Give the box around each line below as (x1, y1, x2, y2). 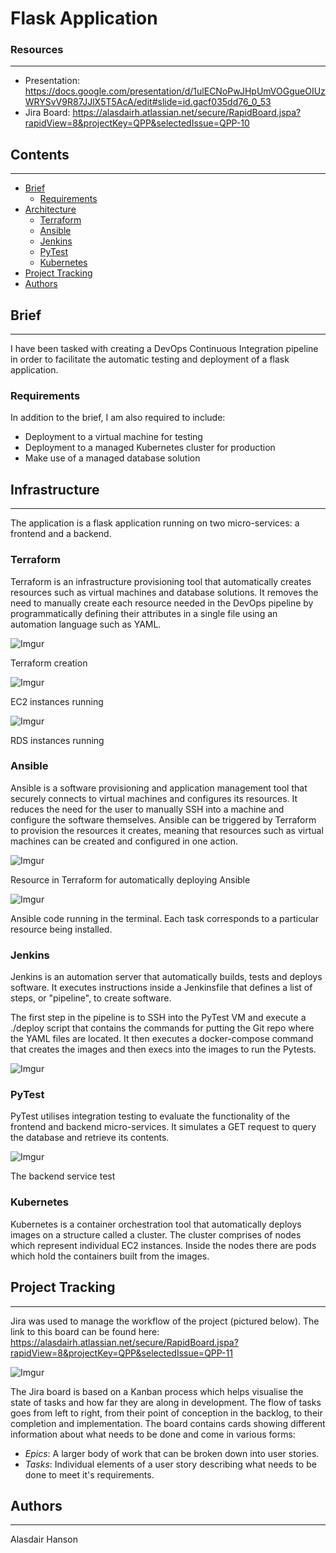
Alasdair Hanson (10, 1533, 78, 1546)
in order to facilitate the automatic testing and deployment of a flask (10, 353, 290, 366)
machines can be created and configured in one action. (10, 835, 239, 847)
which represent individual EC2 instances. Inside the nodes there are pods (10, 1239, 317, 1251)
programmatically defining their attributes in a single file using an (10, 607, 278, 619)
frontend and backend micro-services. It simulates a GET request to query (10, 1121, 317, 1133)
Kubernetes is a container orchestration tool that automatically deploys (10, 1218, 302, 1230)
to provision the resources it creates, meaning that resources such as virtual (10, 824, 324, 836)
